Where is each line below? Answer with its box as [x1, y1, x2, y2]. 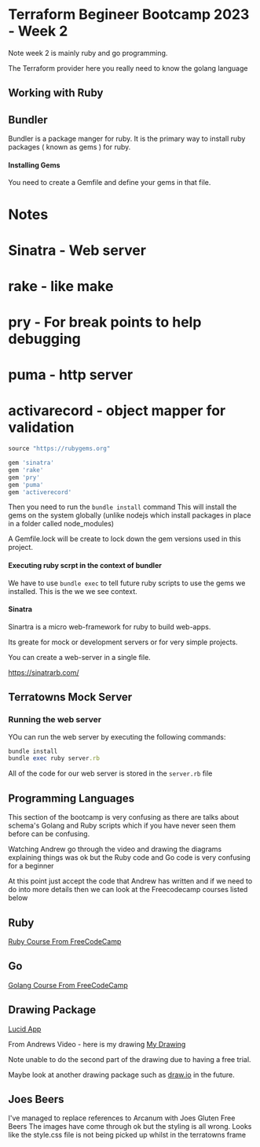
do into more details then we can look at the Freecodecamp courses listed [8, 885, 248, 894]
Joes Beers [8, 1092, 64, 1106]
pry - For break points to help [8, 313, 202, 331]
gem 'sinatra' [8, 459, 55, 467]
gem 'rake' [8, 466, 44, 474]
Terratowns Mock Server [8, 691, 133, 704]
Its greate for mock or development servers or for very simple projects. [8, 637, 238, 647]
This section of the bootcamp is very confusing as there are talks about [8, 813, 240, 822]
